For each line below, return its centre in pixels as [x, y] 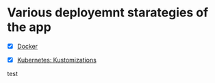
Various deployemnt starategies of [108, 13]
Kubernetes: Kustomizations [57, 60]
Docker [27, 46]
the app [29, 27]
